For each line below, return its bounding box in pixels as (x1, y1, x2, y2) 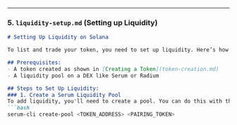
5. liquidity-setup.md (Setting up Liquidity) (7, 18, 158, 27)
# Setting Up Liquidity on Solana (7, 34, 109, 41)
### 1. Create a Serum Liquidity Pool (7, 91, 121, 98)
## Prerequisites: (7, 59, 61, 67)
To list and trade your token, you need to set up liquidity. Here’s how (7, 46, 229, 53)
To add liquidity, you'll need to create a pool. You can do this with (7, 98, 222, 105)
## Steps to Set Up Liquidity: (7, 85, 99, 92)
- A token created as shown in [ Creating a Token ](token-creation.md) (7, 65, 219, 72)
